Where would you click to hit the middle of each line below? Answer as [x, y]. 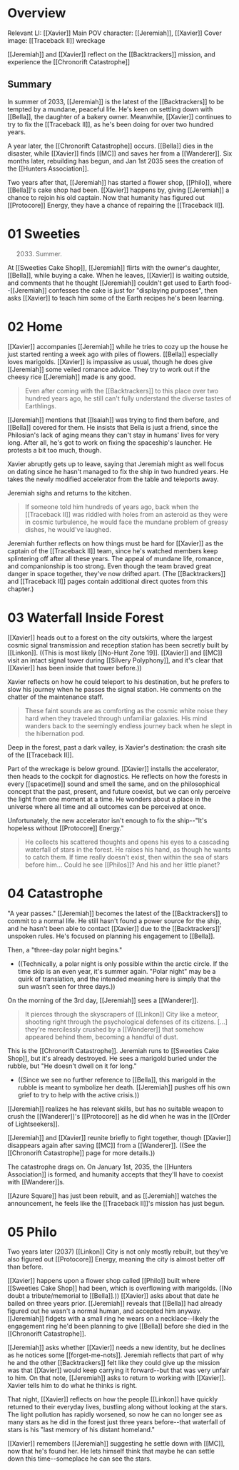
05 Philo [32, 1232]
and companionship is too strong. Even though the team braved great [110, 566]
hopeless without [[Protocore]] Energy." [66, 828]
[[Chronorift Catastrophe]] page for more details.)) [81, 1153]
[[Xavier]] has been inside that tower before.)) [75, 668]
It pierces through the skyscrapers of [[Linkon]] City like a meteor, [122, 1014]
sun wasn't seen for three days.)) [66, 986]
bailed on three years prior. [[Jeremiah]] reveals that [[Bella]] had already [115, 1304]
